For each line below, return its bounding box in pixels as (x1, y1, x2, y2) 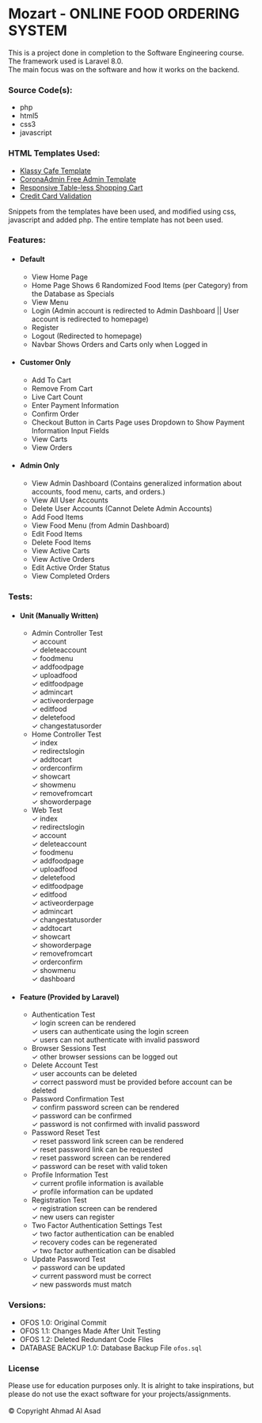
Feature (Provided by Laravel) (19, 992, 120, 1002)
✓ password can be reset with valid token (31, 1162, 168, 1171)
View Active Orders (31, 555, 95, 564)
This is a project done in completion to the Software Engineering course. (8, 48, 245, 57)
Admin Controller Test (31, 629, 103, 638)
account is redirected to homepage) (31, 314, 149, 324)
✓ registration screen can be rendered (31, 1204, 158, 1213)
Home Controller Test (31, 729, 101, 739)
